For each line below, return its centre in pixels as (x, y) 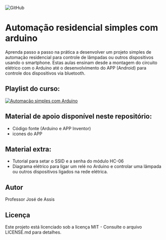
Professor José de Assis (30, 199)
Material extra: (28, 149)
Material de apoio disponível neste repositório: (79, 117)
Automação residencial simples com (82, 28)
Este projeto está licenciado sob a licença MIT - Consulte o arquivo (74, 227)
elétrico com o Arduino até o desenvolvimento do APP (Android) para (76, 68)
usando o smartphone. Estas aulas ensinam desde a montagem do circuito (81, 63)
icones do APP (27, 134)
